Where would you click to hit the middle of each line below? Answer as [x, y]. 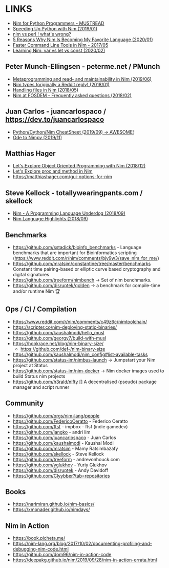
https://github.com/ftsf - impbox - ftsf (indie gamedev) [70, 426]
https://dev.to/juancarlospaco [55, 119]
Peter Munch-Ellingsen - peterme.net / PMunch [83, 67]
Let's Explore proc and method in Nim [53, 171]
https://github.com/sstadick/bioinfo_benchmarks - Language [77, 247]
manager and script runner [41, 387]
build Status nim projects [39, 376]
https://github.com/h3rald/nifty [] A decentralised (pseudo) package [85, 382]
